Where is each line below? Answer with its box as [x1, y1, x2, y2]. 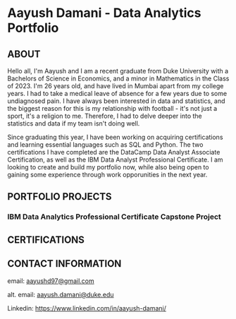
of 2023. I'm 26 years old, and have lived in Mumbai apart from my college [7, 82, 224, 90]
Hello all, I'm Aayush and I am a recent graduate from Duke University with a [7, 67, 229, 75]
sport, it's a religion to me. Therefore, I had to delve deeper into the [7, 112, 202, 120]
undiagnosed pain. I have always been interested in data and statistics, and [7, 97, 225, 105]
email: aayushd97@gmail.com [7, 277, 94, 285]
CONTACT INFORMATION [7, 258, 122, 270]
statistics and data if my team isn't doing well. [7, 119, 140, 128]
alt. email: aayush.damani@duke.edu [7, 290, 114, 299]
